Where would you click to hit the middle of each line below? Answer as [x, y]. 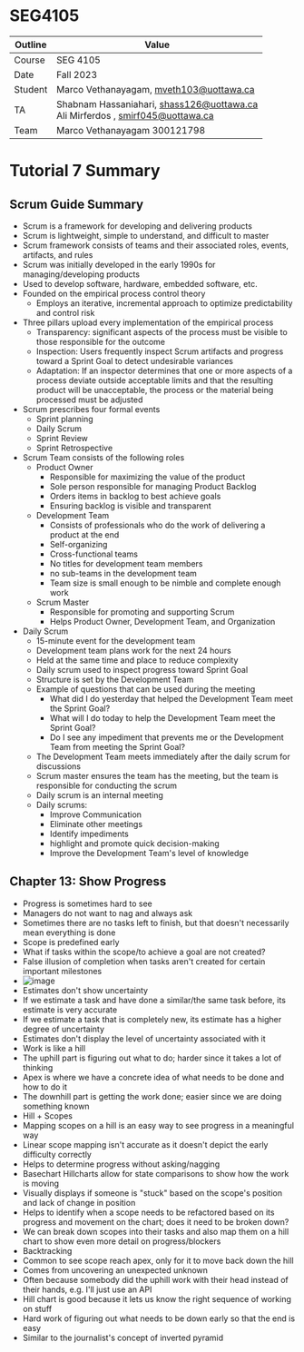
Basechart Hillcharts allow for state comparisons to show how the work [156, 1173]
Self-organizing [78, 544]
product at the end [84, 534]
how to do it [45, 1087]
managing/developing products [81, 274]
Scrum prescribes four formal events [91, 409]
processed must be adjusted [89, 400]
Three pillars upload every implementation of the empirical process [148, 322]
